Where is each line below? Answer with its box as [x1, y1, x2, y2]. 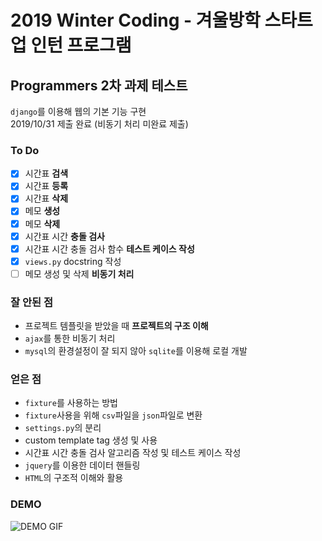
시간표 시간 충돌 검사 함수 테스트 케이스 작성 [24, 242, 195, 255]
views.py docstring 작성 [24, 255, 122, 267]
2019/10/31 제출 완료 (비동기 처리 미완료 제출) [10, 118, 189, 130]
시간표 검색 [24, 167, 69, 180]
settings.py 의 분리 [24, 422, 102, 434]
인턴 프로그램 [30, 34, 132, 57]
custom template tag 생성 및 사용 [24, 434, 158, 446]
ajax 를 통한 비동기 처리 [24, 332, 116, 345]
